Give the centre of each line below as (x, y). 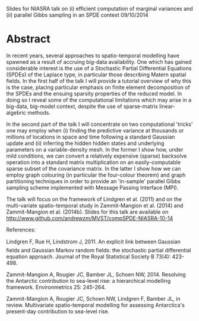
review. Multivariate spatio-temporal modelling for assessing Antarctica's (96, 305)
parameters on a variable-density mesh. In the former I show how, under (95, 149)
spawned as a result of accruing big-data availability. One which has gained (99, 61)
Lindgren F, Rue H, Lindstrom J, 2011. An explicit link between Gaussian (94, 242)
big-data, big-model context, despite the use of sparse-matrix (82, 106)
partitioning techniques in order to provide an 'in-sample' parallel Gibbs (94, 181)
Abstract (28, 39)
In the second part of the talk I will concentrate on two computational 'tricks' (99, 124)
